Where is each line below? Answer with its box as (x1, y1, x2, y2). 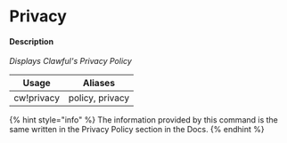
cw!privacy (13, 91, 61, 104)
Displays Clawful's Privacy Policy (9, 56, 132, 67)
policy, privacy (68, 91, 130, 104)
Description (9, 36, 54, 46)
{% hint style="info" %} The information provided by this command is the (9, 115, 279, 125)
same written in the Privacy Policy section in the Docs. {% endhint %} (9, 124, 265, 135)
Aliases (83, 77, 116, 90)
